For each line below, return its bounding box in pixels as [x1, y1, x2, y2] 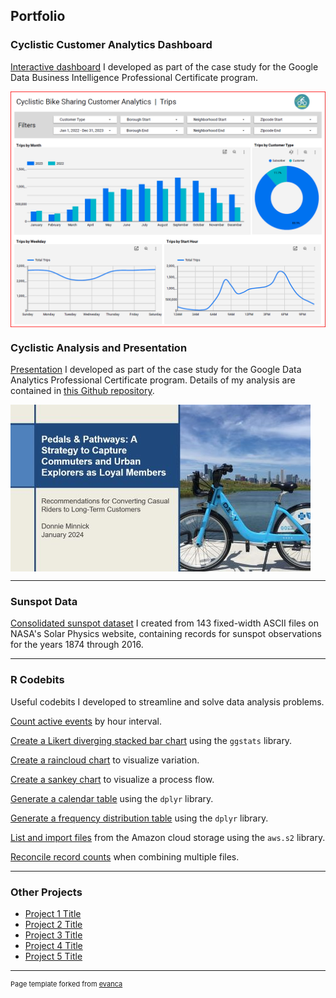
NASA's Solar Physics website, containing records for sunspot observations [10, 628, 322, 640]
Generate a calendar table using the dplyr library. [10, 792, 214, 804]
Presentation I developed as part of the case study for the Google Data [10, 364, 302, 375]
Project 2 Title [24, 918, 83, 930]
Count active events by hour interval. [10, 715, 163, 727]
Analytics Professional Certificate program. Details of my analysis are [10, 374, 296, 386]
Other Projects [10, 885, 83, 899]
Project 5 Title [24, 950, 83, 962]
